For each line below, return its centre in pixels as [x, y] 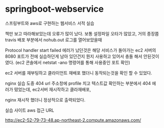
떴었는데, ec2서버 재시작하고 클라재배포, [53, 89]
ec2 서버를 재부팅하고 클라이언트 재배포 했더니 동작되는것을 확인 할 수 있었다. [79, 73]
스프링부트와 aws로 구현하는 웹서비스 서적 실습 [50, 23]
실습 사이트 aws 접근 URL [30, 110]
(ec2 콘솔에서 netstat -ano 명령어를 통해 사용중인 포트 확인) [73, 62]
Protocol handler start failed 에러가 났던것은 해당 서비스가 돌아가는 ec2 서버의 [81, 50]
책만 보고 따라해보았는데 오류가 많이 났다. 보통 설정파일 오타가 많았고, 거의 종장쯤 [82, 33]
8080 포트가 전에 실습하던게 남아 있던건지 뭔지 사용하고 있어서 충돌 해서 [74, 56]
